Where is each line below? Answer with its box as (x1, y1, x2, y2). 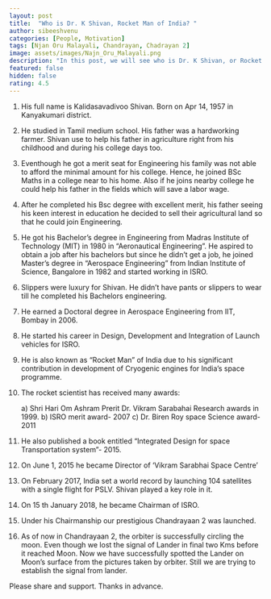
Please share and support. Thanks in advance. (9, 581, 164, 591)
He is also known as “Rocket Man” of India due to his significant (20, 355, 233, 364)
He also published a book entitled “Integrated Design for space (20, 436, 231, 446)
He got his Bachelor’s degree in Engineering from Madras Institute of (20, 232, 249, 242)
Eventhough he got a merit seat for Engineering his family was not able (20, 158, 256, 168)
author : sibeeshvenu (9, 27, 79, 35)
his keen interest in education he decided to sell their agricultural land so (20, 208, 263, 218)
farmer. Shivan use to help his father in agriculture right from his (20, 134, 235, 144)
